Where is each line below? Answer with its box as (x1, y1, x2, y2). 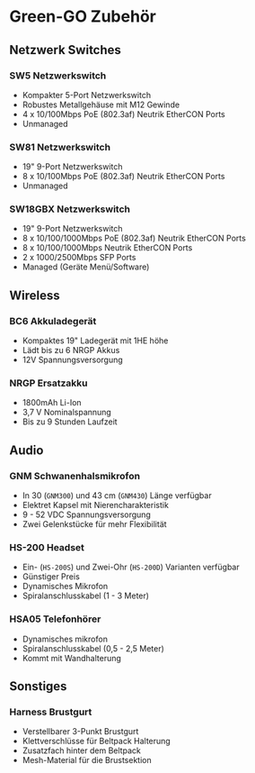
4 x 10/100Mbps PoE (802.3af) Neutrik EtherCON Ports (22, 108, 226, 119)
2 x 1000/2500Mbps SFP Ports (22, 252, 136, 263)
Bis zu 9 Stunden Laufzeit (22, 416, 119, 427)
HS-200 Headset (9, 541, 85, 554)
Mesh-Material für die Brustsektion (22, 755, 152, 766)
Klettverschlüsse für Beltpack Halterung (22, 736, 171, 747)
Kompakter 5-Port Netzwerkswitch (22, 89, 151, 100)
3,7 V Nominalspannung (22, 407, 112, 418)
